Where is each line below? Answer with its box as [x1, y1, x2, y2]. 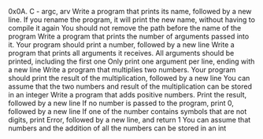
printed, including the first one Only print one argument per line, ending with [8, 57, 255, 66]
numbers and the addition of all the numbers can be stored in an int [8, 123, 227, 133]
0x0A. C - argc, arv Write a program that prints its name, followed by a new [8, 7, 252, 16]
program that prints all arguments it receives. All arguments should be [8, 49, 235, 57]
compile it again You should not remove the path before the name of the [8, 24, 242, 32]
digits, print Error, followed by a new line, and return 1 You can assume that [8, 115, 251, 124]
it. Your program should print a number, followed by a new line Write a [8, 40, 235, 49]
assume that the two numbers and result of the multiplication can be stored [8, 82, 252, 91]
